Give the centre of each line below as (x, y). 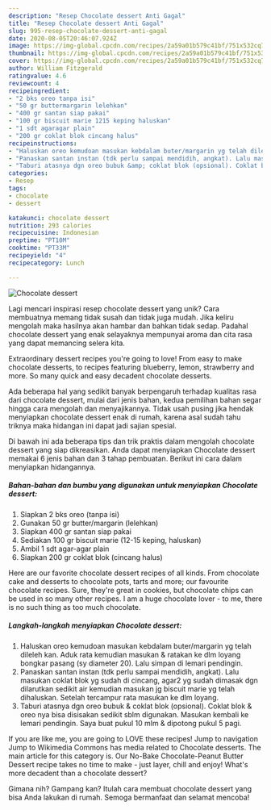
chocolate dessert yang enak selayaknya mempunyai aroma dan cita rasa (130, 334)
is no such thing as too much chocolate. (75, 607)
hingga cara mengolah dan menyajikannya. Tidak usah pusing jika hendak (131, 408)
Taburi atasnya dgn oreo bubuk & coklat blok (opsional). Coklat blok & (136, 706)
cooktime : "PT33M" (39, 248)
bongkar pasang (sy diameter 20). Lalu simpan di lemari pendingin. (131, 663)
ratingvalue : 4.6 (38, 76)
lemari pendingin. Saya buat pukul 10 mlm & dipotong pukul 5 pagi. (131, 723)
